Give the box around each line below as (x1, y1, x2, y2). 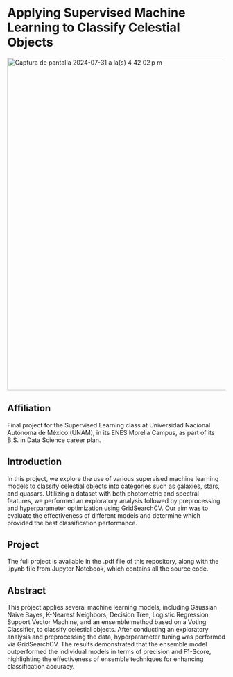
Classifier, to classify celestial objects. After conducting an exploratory (7, 626, 209, 634)
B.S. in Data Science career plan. (7, 436, 101, 444)
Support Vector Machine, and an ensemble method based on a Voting (7, 618, 207, 626)
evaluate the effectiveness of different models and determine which (7, 511, 201, 519)
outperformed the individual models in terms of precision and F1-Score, (7, 648, 212, 656)
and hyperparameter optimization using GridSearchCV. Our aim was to (7, 504, 209, 512)
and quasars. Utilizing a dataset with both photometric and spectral (7, 489, 200, 498)
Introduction (7, 456, 62, 468)
